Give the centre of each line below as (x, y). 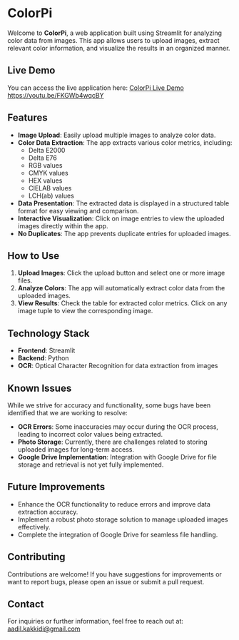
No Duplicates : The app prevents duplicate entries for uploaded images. (124, 233)
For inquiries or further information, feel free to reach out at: (96, 621)
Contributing (36, 557)
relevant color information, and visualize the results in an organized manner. (119, 48)
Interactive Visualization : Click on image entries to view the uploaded (121, 218)
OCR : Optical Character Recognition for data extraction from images (118, 366)
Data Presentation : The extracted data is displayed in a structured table (123, 203)
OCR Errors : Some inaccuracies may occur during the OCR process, (118, 427)
